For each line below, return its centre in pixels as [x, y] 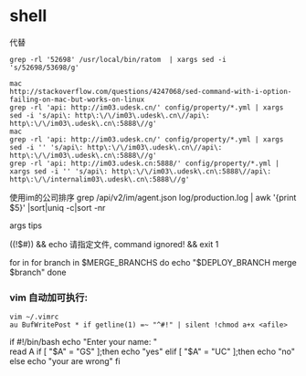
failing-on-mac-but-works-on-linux [77, 99]
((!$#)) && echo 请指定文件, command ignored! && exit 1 [114, 244]
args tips [26, 225]
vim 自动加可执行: [49, 298]
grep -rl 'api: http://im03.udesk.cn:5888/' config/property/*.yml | [145, 163]
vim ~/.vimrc [34, 317]
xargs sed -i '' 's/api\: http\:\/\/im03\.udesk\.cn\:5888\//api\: [141, 171]
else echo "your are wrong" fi [65, 361]
